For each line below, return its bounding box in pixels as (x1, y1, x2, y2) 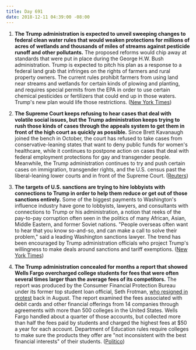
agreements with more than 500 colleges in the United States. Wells (14, 307, 178, 314)
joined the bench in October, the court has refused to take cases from (14, 135, 183, 142)
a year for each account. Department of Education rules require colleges (14, 325, 189, 332)
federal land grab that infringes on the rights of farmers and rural (14, 67, 170, 74)
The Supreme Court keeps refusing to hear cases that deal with (14, 109, 172, 117)
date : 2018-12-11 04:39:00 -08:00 (6, 14, 90, 20)
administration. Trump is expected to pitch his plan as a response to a (14, 61, 182, 68)
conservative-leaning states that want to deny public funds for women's (14, 141, 188, 148)
